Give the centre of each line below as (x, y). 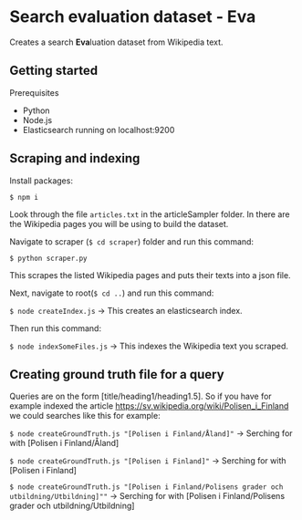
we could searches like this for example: (85, 416)
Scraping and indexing (75, 158)
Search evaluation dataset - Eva (133, 17)
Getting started (54, 71)
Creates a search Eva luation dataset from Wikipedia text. (116, 42)
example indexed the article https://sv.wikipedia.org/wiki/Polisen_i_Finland (149, 406)
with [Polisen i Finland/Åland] (64, 443)
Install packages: (41, 181)
